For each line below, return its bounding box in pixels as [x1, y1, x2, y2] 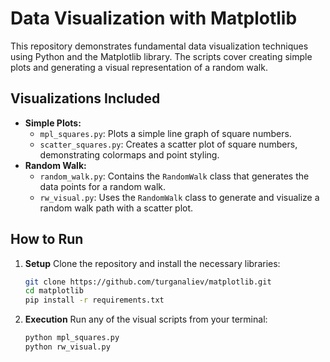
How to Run [10, 231, 84, 248]
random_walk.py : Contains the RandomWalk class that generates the [39, 170, 310, 182]
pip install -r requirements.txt [24, 295, 165, 306]
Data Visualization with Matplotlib [10, 7, 298, 30]
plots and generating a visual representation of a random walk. [10, 61, 268, 73]
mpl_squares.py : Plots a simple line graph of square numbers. [39, 127, 292, 139]
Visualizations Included [10, 90, 161, 107]
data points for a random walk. [39, 180, 167, 192]
